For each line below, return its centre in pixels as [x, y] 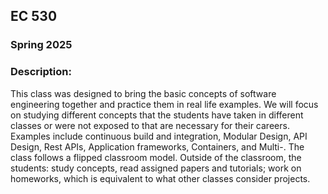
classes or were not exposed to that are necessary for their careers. [150, 125]
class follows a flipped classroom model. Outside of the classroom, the [156, 157]
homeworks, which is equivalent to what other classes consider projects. [160, 178]
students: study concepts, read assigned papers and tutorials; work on [156, 168]
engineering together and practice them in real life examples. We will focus [164, 104]
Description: [41, 72]
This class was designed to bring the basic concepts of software [143, 93]
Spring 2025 [41, 45]
